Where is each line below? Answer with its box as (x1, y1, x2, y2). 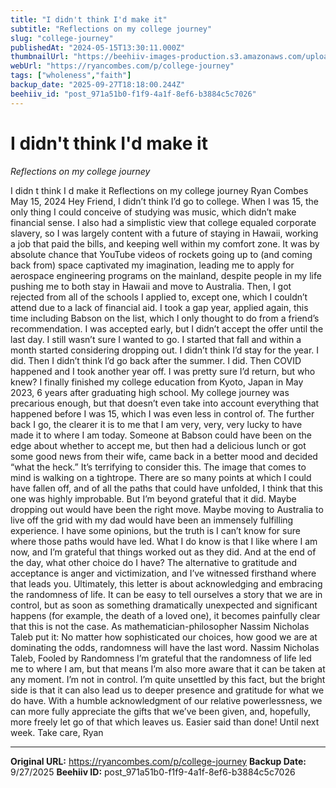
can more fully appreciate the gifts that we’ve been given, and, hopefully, (10, 705, 312, 717)
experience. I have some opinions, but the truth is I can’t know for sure (10, 524, 301, 536)
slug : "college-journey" (10, 33, 114, 43)
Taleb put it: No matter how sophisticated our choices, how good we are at (10, 631, 318, 643)
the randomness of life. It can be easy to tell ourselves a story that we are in (10, 588, 323, 600)
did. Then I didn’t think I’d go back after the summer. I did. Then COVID (10, 354, 302, 366)
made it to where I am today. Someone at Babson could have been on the (10, 429, 313, 441)
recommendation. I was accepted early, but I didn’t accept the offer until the (10, 322, 324, 335)
